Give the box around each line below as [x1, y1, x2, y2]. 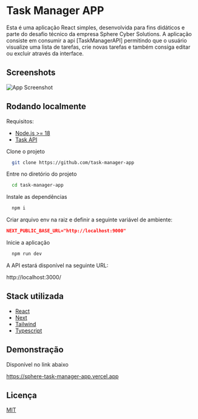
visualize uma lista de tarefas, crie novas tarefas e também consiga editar [6, 43, 191, 51]
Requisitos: [6, 117, 35, 125]
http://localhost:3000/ [6, 273, 62, 281]
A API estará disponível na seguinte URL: [6, 262, 109, 269]
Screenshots [6, 68, 56, 78]
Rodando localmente [6, 101, 86, 112]
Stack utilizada [6, 291, 64, 302]
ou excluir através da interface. [6, 49, 84, 57]
